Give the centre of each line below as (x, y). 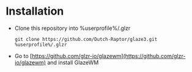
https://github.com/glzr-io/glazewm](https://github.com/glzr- (109, 56)
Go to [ (23, 56)
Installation (35, 11)
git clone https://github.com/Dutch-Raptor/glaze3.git (86, 39)
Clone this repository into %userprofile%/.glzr (72, 28)
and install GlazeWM (73, 62)
